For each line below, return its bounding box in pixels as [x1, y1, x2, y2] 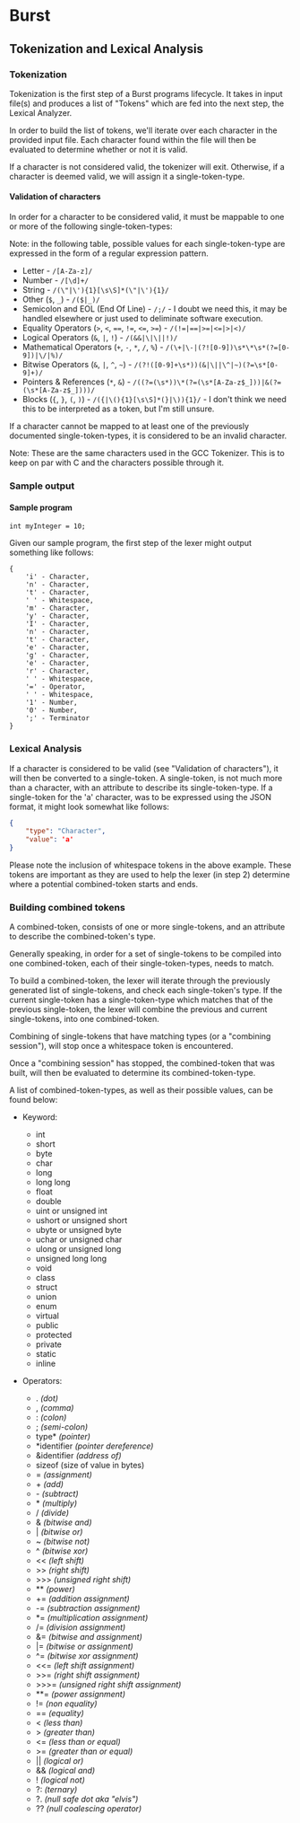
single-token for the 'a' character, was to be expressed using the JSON [9, 791, 271, 802]
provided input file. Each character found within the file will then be [9, 134, 257, 145]
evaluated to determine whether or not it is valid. [9, 144, 188, 154]
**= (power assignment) [35, 1689, 126, 1700]
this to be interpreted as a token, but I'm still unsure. [21, 403, 215, 414]
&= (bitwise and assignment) [35, 1632, 143, 1642]
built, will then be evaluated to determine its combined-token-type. [9, 1068, 256, 1079]
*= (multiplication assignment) [35, 1613, 149, 1624]
